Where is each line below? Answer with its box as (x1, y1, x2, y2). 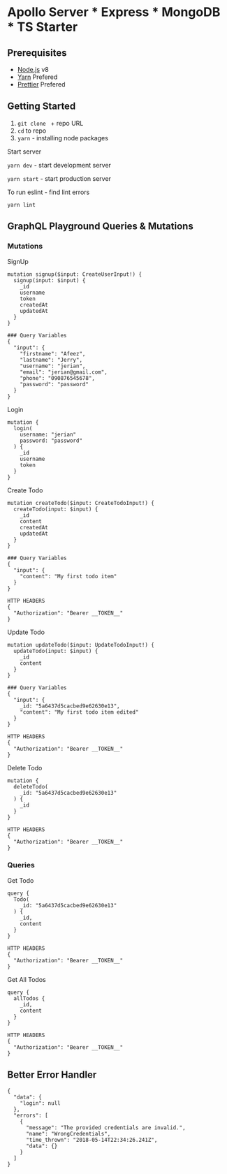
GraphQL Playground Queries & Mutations (7, 221, 193, 233)
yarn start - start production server (7, 174, 112, 182)
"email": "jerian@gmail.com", (20, 368, 108, 376)
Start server (7, 147, 42, 156)
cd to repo (17, 126, 47, 135)
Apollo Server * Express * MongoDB (7, 4, 221, 20)
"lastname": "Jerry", (20, 356, 82, 363)
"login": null (20, 1099, 61, 1107)
